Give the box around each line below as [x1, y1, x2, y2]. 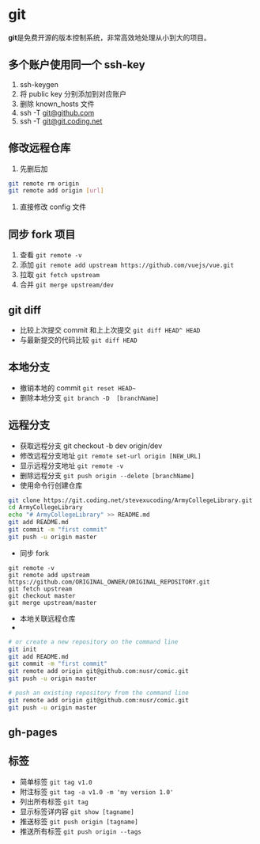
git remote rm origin [8, 180, 80, 188]
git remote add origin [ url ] [8, 187, 104, 195]
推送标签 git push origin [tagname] [19, 816, 138, 826]
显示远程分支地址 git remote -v [19, 461, 124, 470]
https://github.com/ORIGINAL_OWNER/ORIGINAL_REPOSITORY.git [8, 578, 211, 586]
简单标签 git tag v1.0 [19, 777, 92, 786]
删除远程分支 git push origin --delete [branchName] [19, 470, 195, 480]
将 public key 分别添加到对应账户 [19, 89, 126, 98]
